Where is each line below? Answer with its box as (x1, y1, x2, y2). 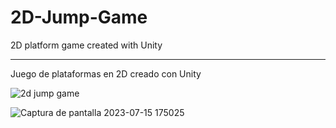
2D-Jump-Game (10, 6, 148, 29)
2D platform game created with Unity (10, 39, 163, 51)
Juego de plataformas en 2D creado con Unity (10, 67, 202, 80)
